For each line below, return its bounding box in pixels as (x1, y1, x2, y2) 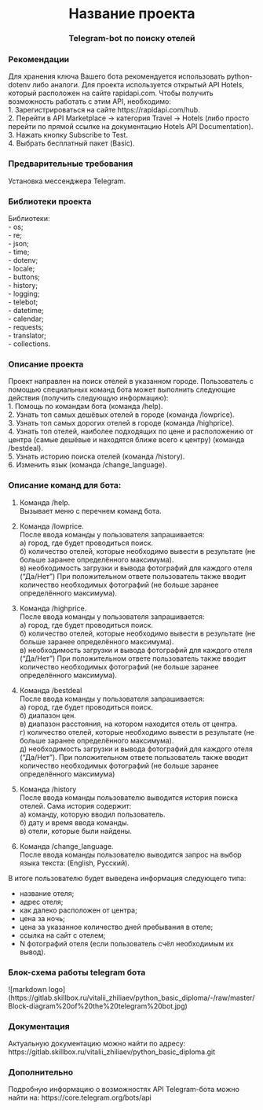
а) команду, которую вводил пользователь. (19, 809, 166, 819)
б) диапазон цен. (19, 710, 77, 720)
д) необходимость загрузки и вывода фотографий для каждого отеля (19, 744, 254, 754)
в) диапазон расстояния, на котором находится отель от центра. (19, 719, 238, 728)
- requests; (8, 323, 45, 331)
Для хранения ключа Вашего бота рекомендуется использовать (8, 72, 225, 81)
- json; (8, 239, 30, 248)
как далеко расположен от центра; (19, 905, 137, 915)
